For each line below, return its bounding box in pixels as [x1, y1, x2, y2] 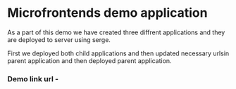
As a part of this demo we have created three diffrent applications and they [7, 28, 225, 36]
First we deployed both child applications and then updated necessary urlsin [7, 49, 230, 57]
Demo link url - [7, 74, 58, 83]
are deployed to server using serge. [7, 35, 111, 43]
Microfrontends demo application [7, 5, 208, 21]
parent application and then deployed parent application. [7, 56, 172, 64]
